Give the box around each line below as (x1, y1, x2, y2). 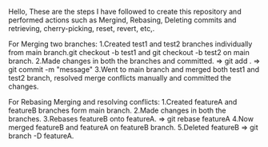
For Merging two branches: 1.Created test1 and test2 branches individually (8, 39, 253, 49)
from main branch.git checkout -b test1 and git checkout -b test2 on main (8, 48, 250, 57)
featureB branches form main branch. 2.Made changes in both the (8, 105, 226, 115)
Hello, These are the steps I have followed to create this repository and (8, 7, 242, 16)
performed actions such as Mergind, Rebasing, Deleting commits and (8, 15, 237, 25)
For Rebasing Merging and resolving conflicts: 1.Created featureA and (8, 97, 238, 106)
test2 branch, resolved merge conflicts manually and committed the (8, 73, 232, 82)
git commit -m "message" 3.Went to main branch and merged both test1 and (8, 65, 260, 74)
